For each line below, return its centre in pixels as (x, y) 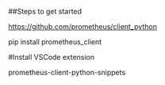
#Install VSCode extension (52, 57)
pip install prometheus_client (55, 42)
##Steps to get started (45, 11)
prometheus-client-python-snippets (67, 72)
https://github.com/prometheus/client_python (82, 26)
